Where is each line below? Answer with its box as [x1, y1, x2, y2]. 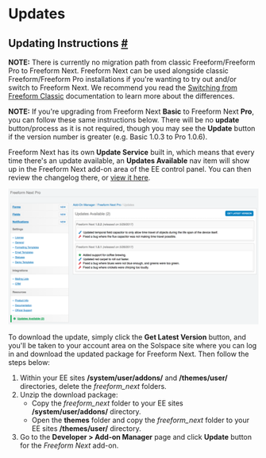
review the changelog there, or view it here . [8, 173, 151, 182]
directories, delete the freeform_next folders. [19, 381, 167, 390]
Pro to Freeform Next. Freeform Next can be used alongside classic [8, 66, 229, 76]
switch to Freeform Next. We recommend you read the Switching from [8, 83, 238, 92]
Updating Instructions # [8, 37, 129, 50]
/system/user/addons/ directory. [31, 406, 141, 416]
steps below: [8, 357, 50, 367]
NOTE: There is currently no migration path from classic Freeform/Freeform [8, 57, 256, 67]
